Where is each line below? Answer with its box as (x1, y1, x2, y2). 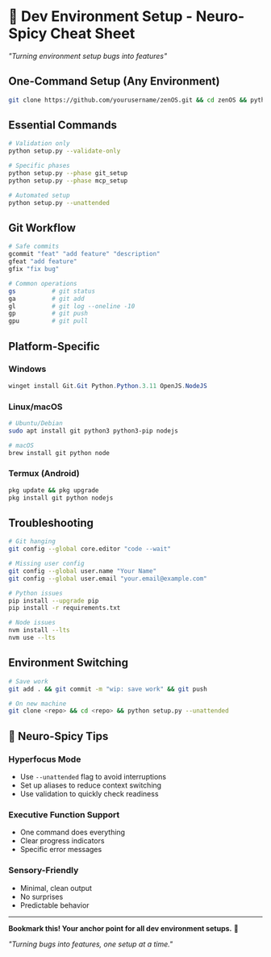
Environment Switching (8, 656, 129, 670)
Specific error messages (19, 845, 102, 855)
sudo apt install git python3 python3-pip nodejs (8, 427, 179, 435)
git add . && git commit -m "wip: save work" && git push (8, 685, 207, 693)
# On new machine (8, 700, 67, 708)
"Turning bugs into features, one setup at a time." (8, 939, 173, 949)
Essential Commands (8, 119, 118, 132)
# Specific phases (8, 161, 70, 170)
